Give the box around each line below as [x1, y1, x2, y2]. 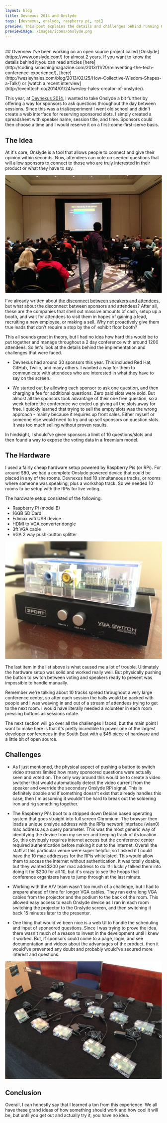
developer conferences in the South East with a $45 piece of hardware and [5, 731, 159, 737]
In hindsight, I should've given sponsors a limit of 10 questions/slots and [5, 431, 153, 438]
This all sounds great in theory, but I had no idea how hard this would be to [5, 334, 158, 339]
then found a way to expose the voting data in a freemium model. [5, 437, 139, 443]
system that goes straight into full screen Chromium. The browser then [12, 815, 158, 821]
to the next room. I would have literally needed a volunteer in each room [5, 705, 153, 711]
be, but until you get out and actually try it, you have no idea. [5, 1113, 129, 1119]
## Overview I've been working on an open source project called [5, 49, 138, 55]
